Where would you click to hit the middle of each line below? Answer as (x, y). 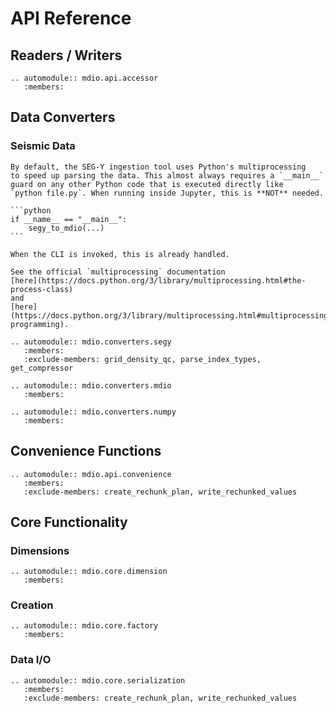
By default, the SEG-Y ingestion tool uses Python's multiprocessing (158, 167)
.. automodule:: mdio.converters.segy (91, 342)
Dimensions (40, 550)
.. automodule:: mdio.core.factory (84, 626)
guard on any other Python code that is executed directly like (147, 184)
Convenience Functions (86, 451)
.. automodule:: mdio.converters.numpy (93, 412)
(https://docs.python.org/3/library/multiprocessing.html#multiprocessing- (171, 315)
